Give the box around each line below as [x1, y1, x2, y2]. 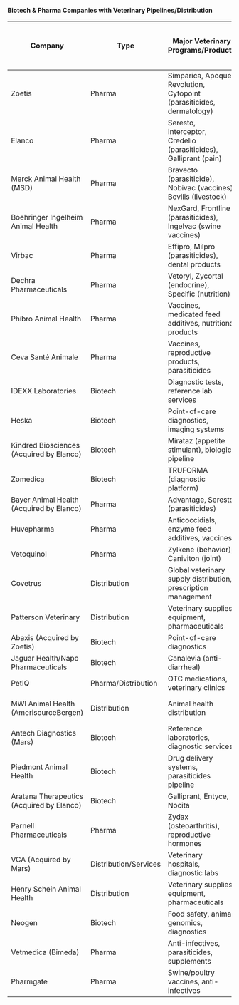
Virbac [11, 251, 33, 260]
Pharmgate [11, 976, 48, 986]
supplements [167, 957, 211, 966]
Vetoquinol [11, 549, 48, 559]
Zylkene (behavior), [167, 545, 233, 555]
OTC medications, [167, 674, 228, 684]
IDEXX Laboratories [11, 386, 77, 396]
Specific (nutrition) [167, 289, 231, 299]
